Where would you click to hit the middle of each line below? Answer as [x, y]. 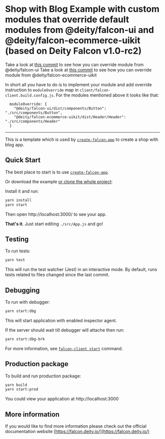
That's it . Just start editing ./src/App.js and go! [54, 224]
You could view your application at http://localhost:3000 [62, 399]
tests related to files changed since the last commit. [57, 275]
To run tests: [18, 251]
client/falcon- [95, 90]
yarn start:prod [22, 389]
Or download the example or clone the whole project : [59, 181]
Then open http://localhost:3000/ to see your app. [56, 214]
